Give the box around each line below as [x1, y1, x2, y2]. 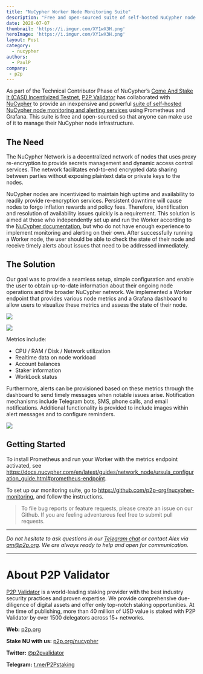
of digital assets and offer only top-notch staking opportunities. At [30, 601, 195, 608]
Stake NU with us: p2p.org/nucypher [6, 637, 98, 644]
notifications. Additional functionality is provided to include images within [6, 404, 188, 411]
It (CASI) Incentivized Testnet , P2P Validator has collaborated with [6, 94, 170, 101]
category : [6, 43, 31, 49]
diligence [6, 601, 29, 608]
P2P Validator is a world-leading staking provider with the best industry [6, 588, 184, 595]
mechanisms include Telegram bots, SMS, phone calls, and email [6, 398, 168, 405]
